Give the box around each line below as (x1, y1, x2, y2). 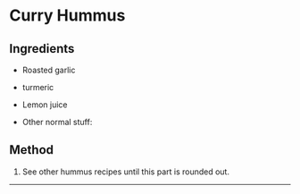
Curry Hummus (9, 5, 126, 26)
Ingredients (9, 41, 75, 56)
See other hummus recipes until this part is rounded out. (21, 166, 230, 177)
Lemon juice (21, 99, 68, 110)
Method (9, 142, 54, 157)
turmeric (21, 82, 54, 92)
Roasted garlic (21, 64, 76, 75)
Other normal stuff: (21, 117, 93, 127)
